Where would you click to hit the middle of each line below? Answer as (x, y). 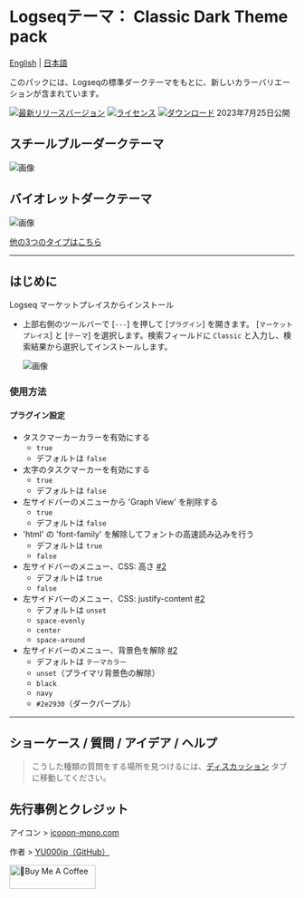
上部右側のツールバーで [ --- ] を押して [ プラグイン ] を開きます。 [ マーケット (157, 324)
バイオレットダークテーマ (81, 199)
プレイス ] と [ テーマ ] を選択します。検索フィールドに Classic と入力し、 (153, 335)
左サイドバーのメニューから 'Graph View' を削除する (120, 501)
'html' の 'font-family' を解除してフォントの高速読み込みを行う (138, 534)
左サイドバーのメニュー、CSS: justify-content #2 (114, 598)
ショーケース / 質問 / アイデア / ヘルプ (114, 743)
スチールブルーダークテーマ (87, 144)
